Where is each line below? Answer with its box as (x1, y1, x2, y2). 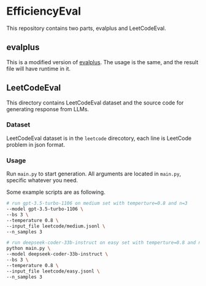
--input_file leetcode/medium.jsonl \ (6, 223, 105, 229)
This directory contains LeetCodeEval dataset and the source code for (6, 99, 184, 106)
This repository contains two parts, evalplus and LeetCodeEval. (6, 24, 167, 32)
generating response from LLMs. (6, 105, 90, 112)
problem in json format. (6, 141, 66, 148)
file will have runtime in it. (6, 65, 71, 72)
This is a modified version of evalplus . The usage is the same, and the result (6, 58, 199, 65)
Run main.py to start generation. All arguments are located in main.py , (6, 170, 181, 178)
